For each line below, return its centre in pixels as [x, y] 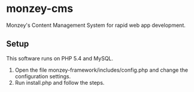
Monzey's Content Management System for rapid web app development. [96, 25]
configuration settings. [43, 76]
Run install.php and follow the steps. [60, 82]
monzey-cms [40, 9]
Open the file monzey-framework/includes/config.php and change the [101, 70]
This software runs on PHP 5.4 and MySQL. [60, 58]
